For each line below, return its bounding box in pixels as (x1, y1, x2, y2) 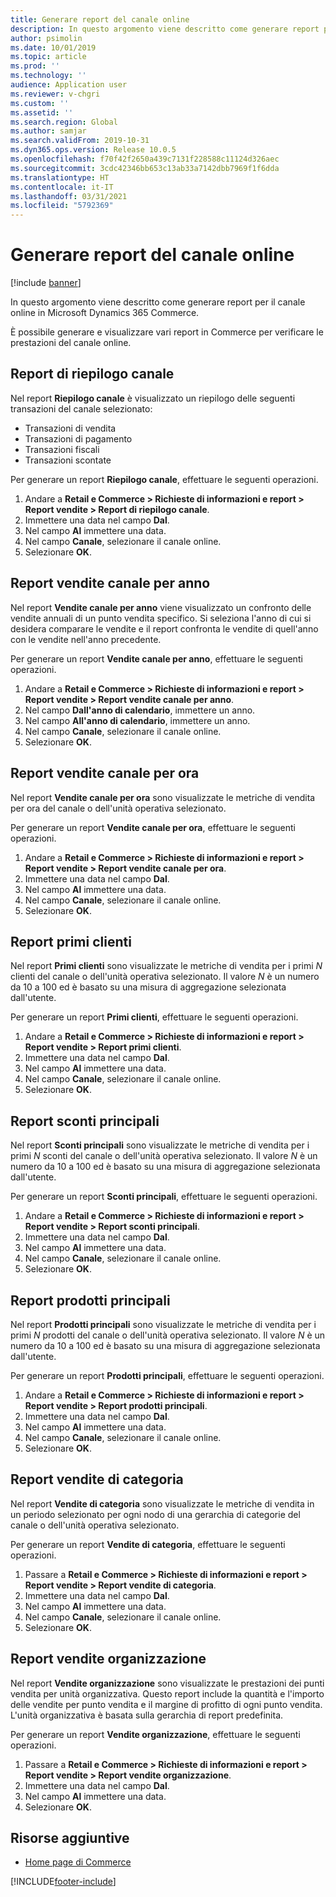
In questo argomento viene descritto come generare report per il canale (10, 296, 306, 308)
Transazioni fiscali (24, 443, 100, 455)
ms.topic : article (10, 52, 87, 62)
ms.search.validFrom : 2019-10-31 (10, 136, 150, 146)
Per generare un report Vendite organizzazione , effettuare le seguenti (10, 1728, 301, 1740)
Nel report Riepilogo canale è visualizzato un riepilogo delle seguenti (10, 392, 296, 404)
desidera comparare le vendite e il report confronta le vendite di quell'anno (10, 622, 319, 635)
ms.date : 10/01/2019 (10, 42, 97, 53)
